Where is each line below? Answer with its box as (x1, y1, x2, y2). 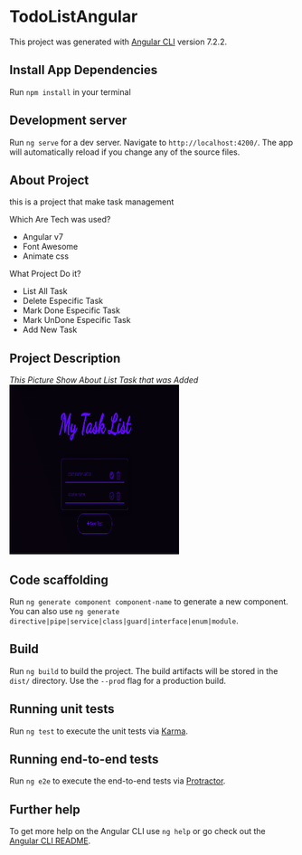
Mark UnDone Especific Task (22, 315, 131, 326)
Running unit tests (9, 701, 115, 717)
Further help (9, 802, 81, 817)
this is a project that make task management (9, 196, 175, 207)
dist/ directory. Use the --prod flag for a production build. (9, 675, 226, 686)
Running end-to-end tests (9, 752, 159, 767)
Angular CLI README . (9, 835, 91, 847)
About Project (9, 172, 90, 187)
